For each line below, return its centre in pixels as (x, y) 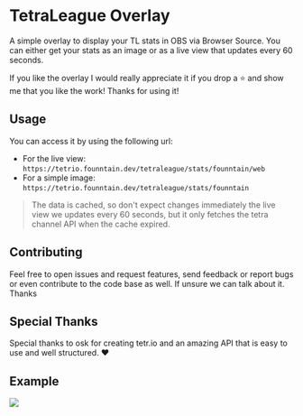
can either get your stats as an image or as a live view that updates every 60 (151, 50)
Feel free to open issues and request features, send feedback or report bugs (151, 274)
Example (34, 381)
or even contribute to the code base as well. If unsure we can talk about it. (147, 283)
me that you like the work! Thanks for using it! (94, 90)
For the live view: (54, 158)
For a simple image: (59, 178)
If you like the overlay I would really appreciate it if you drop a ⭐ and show (147, 78)
